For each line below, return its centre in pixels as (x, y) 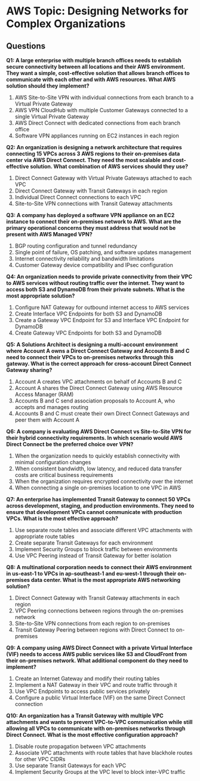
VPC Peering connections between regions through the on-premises (99, 611)
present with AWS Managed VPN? (49, 234)
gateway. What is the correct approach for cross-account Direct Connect (99, 364)
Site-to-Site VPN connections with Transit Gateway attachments (94, 203)
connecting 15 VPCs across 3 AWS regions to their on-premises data (93, 154)
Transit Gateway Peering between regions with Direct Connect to (95, 630)
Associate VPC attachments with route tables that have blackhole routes (104, 753)
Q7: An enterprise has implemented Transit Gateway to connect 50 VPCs (99, 499)
